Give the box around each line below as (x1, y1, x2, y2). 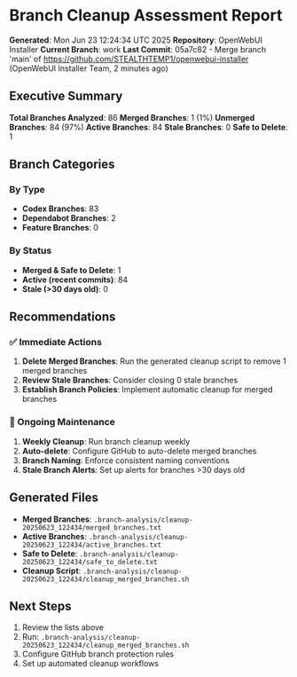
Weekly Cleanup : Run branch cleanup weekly (21, 436, 191, 446)
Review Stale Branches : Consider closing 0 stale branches (21, 374, 238, 386)
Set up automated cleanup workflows (21, 658, 160, 669)
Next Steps (9, 598, 72, 613)
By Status (9, 245, 52, 257)
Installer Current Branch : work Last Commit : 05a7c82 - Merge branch (9, 43, 267, 54)
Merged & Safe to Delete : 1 (21, 264, 121, 275)
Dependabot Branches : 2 (21, 213, 117, 224)
